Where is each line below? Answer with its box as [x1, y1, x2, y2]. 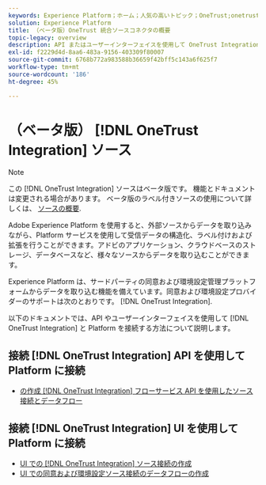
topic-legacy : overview [8, 33, 87, 42]
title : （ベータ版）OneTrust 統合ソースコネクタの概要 [8, 26, 171, 34]
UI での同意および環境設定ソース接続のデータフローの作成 [19, 468, 210, 479]
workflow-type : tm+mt [8, 63, 80, 71]
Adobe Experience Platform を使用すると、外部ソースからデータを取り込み [8, 221, 252, 230]
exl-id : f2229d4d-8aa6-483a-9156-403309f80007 [8, 48, 165, 56]
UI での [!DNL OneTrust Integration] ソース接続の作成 [19, 459, 192, 468]
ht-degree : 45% [8, 78, 59, 85]
